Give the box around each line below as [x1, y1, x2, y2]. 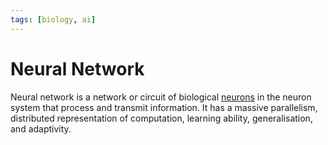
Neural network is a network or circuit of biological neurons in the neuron [10, 91, 312, 103]
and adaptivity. [10, 122, 72, 135]
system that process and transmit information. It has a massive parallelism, [10, 101, 318, 113]
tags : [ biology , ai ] [10, 14, 97, 25]
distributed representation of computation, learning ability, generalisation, [10, 112, 313, 124]
